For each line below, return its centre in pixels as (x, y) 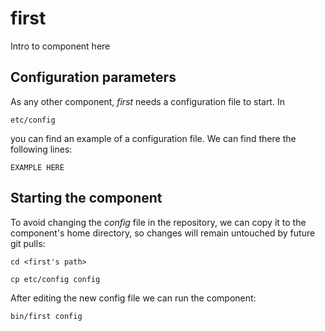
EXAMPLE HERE (37, 167)
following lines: (41, 149)
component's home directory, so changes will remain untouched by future (163, 233)
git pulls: (28, 243)
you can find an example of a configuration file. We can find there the (153, 138)
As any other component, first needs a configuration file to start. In (147, 101)
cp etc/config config (55, 279)
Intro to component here (60, 46)
